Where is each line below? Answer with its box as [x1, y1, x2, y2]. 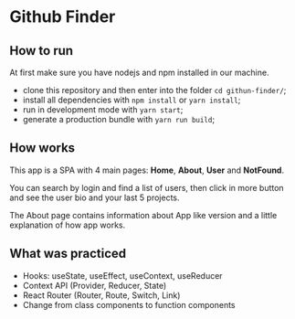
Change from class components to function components [22, 299, 236, 310]
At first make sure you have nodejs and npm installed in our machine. [9, 67, 269, 78]
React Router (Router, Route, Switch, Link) [22, 290, 181, 301]
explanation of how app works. [9, 219, 126, 230]
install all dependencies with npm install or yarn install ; [22, 94, 241, 105]
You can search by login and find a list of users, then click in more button [9, 182, 285, 193]
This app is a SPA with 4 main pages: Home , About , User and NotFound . [9, 165, 285, 175]
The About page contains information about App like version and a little [9, 209, 278, 220]
